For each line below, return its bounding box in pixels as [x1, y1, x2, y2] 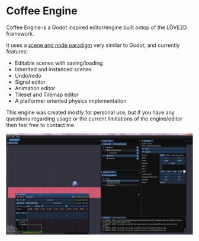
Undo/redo [14, 72, 41, 79]
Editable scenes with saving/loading [14, 59, 103, 66]
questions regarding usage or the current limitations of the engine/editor [6, 115, 182, 122]
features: [6, 47, 28, 55]
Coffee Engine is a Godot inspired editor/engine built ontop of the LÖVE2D [6, 24, 187, 31]
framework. [6, 30, 34, 37]
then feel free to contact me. [6, 121, 76, 128]
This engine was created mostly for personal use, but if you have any [6, 109, 175, 116]
